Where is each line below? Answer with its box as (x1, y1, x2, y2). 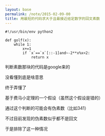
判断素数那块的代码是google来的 (5, 64, 70, 70)
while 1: (14, 42, 32, 47)
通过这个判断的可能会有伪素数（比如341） (5, 105, 89, 111)
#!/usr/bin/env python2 (5, 30, 53, 34)
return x (31, 55, 49, 60)
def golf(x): (5, 38, 32, 43)
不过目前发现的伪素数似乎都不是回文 (5, 116, 78, 121)
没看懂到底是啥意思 (5, 74, 44, 80)
